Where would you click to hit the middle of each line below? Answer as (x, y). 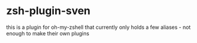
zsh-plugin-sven (48, 11)
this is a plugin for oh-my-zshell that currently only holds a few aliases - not (99, 27)
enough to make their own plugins (48, 33)
